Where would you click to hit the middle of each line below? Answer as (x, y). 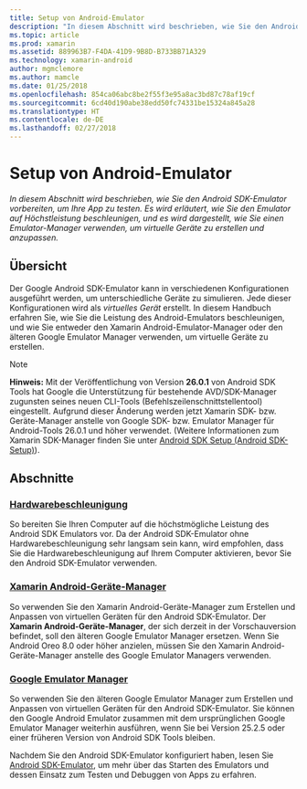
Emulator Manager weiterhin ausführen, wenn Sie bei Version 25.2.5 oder (147, 728)
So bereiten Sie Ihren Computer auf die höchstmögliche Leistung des (139, 524)
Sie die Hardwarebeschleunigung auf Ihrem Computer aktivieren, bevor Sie (151, 553)
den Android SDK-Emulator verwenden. (84, 563)
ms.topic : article (44, 35)
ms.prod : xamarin (42, 43)
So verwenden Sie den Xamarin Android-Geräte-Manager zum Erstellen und (153, 606)
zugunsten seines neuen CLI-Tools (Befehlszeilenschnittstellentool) (136, 401)
